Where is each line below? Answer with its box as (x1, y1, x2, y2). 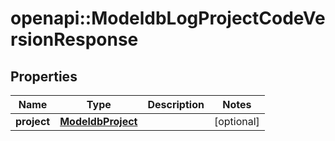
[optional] (213, 115, 260, 128)
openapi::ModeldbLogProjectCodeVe (10, 7, 326, 30)
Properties (10, 68, 78, 85)
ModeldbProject (59, 115, 138, 128)
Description (147, 98, 205, 111)
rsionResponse (10, 28, 139, 51)
